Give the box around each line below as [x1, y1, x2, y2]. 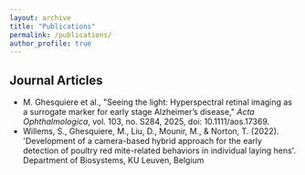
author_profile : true [9, 38, 92, 48]
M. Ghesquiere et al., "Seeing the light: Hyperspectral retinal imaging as [22, 97, 293, 108]
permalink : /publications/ [9, 30, 112, 39]
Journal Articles [9, 72, 103, 87]
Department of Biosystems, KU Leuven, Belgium [22, 155, 205, 166]
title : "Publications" [9, 22, 96, 31]
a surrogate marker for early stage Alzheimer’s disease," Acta [22, 107, 255, 118]
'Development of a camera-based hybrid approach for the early [22, 136, 263, 147]
